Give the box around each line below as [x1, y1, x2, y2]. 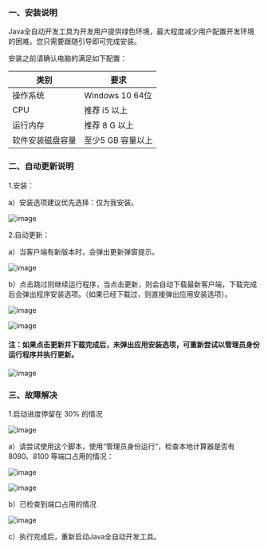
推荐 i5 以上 [84, 105, 128, 117]
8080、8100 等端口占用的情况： [8, 452, 114, 461]
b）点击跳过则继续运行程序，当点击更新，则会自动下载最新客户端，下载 [8, 279, 243, 289]
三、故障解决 [8, 389, 58, 401]
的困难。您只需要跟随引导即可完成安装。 [8, 37, 141, 46]
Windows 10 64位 [84, 90, 152, 101]
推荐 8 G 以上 [84, 120, 134, 131]
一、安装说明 [8, 6, 58, 18]
